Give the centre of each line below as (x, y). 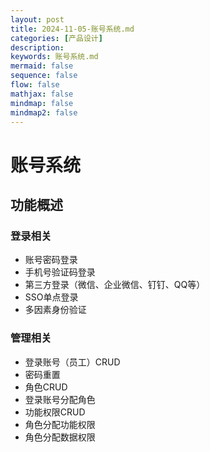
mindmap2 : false (44, 112)
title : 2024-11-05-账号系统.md (72, 29)
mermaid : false (42, 66)
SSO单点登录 (51, 297)
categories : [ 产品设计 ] (56, 38)
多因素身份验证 (55, 310)
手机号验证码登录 (60, 272)
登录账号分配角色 (60, 399)
